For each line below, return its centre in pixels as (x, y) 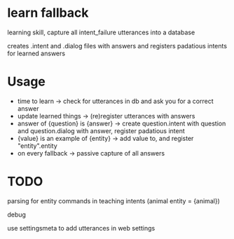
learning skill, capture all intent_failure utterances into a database (101, 32)
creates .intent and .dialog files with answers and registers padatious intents (117, 46)
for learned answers (36, 53)
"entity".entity (37, 146)
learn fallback (48, 13)
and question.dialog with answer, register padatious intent (101, 130)
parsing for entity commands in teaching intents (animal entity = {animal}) (114, 200)
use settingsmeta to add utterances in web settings (81, 228)
